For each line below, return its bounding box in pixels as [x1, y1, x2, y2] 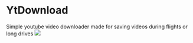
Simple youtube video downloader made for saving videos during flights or [6, 23, 188, 30]
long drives [6, 30, 34, 37]
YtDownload [6, 4, 68, 17]
